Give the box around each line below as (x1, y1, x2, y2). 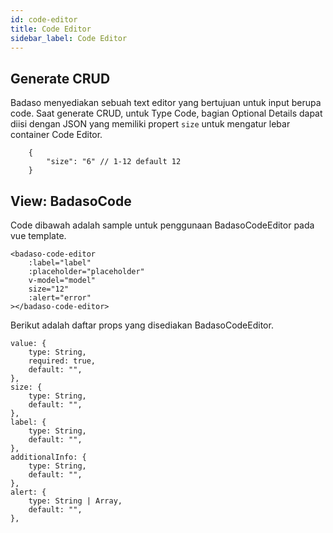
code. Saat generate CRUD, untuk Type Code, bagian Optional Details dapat (10, 107, 323, 120)
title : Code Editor (10, 24, 92, 34)
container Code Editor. (10, 129, 103, 141)
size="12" (28, 284, 70, 294)
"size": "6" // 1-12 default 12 (46, 157, 182, 167)
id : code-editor (10, 14, 78, 25)
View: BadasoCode (10, 192, 132, 210)
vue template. (10, 230, 67, 241)
